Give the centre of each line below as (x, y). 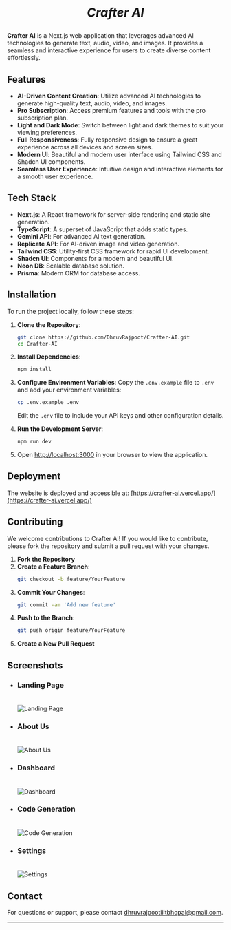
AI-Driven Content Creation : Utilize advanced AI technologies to (109, 96)
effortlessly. (24, 58)
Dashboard (36, 768)
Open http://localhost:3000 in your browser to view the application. (112, 455)
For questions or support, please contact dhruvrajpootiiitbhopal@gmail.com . (115, 912)
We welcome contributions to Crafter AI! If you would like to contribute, (108, 538)
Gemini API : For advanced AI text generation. (81, 236)
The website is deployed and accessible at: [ (70, 493)
